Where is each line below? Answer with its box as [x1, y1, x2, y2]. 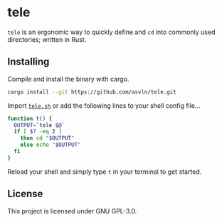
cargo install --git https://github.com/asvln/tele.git [7, 88, 176, 96]
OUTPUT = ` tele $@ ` [14, 121, 65, 128]
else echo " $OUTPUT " [20, 141, 81, 149]
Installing [7, 56, 50, 68]
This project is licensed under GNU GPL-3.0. [7, 206, 137, 215]
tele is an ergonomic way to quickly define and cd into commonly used [7, 28, 216, 36]
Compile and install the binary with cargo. [7, 74, 129, 83]
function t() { [7, 115, 53, 122]
